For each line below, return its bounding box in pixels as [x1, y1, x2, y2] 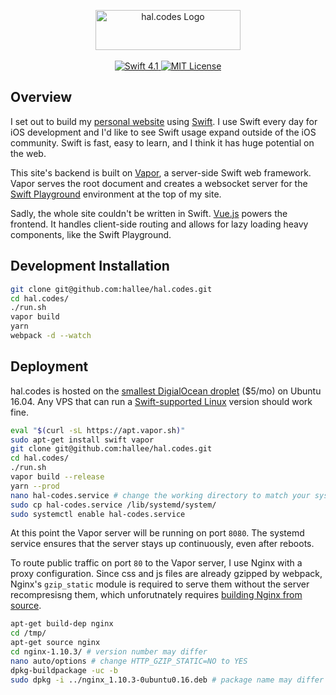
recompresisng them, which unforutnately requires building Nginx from [10, 589, 303, 601]
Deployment [10, 358, 89, 375]
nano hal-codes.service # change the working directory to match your [10, 490, 311, 500]
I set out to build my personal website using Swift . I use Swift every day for [10, 115, 318, 127]
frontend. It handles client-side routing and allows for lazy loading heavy [10, 218, 309, 230]
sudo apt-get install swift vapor [10, 435, 155, 445]
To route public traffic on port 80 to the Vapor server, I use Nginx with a [10, 557, 303, 569]
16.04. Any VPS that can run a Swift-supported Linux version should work [10, 395, 313, 407]
